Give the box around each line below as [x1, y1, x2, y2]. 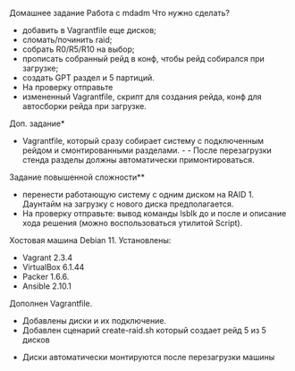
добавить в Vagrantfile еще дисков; [21, 25, 156, 35]
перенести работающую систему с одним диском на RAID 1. [21, 190, 255, 199]
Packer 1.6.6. [21, 272, 70, 282]
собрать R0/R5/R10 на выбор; [21, 44, 136, 55]
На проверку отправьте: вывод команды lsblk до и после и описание [21, 208, 287, 218]
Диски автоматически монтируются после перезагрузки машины [21, 352, 275, 362]
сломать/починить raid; [21, 35, 113, 45]
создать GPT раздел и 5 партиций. [21, 72, 155, 83]
